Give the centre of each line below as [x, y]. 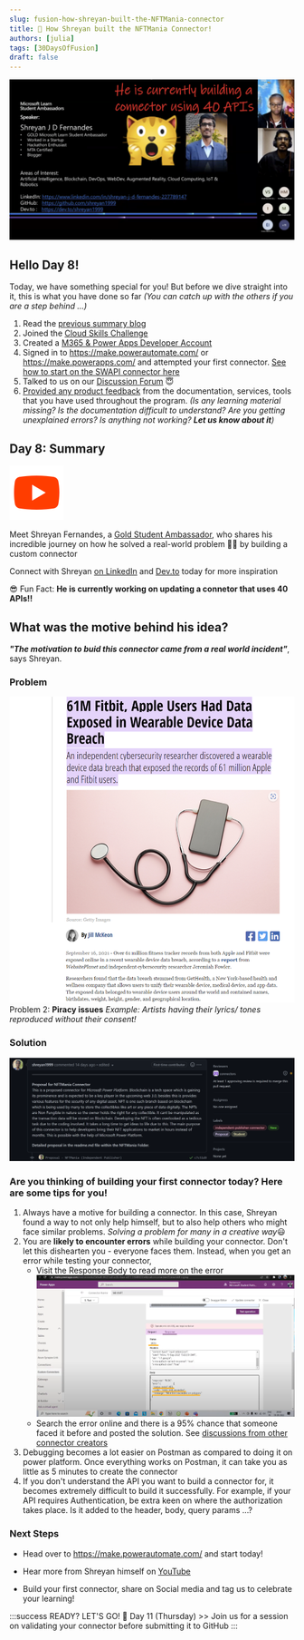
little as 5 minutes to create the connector [100, 1472]
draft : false [34, 58]
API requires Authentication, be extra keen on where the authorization [152, 1500]
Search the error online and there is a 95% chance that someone [157, 1423]
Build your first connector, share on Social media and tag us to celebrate [157, 1588]
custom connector [43, 554]
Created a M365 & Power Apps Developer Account [117, 343]
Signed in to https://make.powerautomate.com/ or [115, 353]
